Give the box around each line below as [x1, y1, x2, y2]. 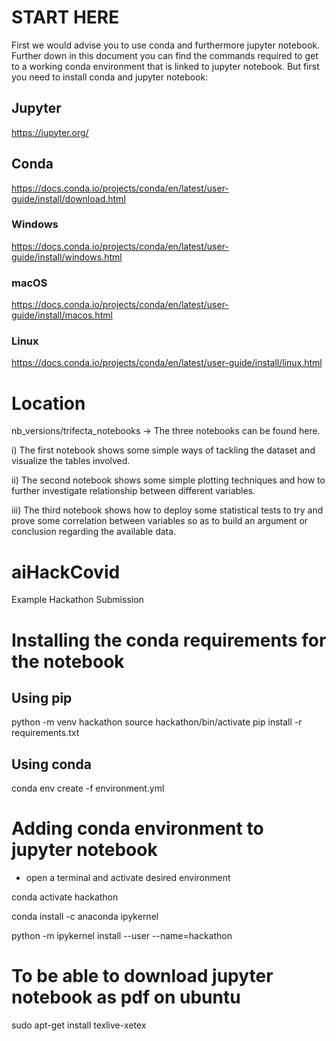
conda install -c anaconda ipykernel [11, 911, 159, 923]
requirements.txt [11, 727, 80, 739]
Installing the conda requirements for [11, 629, 327, 651]
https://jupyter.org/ [11, 126, 89, 138]
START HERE [11, 6, 120, 29]
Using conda [11, 756, 92, 773]
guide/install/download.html [11, 192, 126, 205]
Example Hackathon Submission [11, 594, 144, 606]
